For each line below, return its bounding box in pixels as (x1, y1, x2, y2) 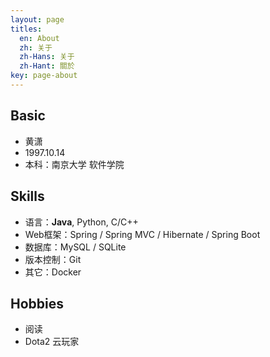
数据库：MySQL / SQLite (24, 241, 127, 253)
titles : (10, 24, 43, 34)
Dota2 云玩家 (24, 336, 80, 348)
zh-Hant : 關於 (19, 61, 75, 71)
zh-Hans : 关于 (19, 52, 75, 62)
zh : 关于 (19, 42, 53, 53)
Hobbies (10, 295, 65, 312)
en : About (19, 33, 60, 43)
